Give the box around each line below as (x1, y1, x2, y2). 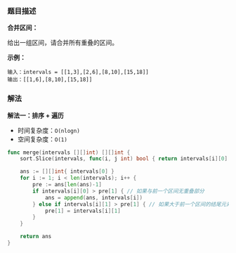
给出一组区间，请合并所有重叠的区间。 (7, 39, 118, 47)
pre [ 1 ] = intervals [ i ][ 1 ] (44, 207, 121, 214)
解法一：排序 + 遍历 (7, 111, 65, 119)
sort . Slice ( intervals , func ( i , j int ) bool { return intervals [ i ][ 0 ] (20, 155, 228, 162)
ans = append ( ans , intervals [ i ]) (44, 194, 143, 201)
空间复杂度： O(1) (17, 135, 68, 143)
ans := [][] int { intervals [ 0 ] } (20, 168, 114, 175)
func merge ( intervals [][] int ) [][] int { (7, 149, 131, 156)
